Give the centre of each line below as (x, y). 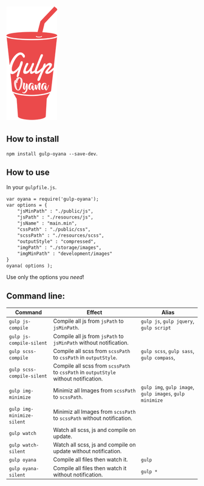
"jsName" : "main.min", (47, 223)
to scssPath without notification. (93, 418)
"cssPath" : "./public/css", (54, 229)
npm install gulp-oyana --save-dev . (52, 154)
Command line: (36, 296)
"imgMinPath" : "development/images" (65, 254)
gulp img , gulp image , (168, 387)
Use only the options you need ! (45, 277)
